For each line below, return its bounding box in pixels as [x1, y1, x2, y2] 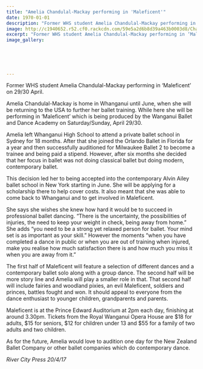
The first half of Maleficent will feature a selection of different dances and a [6, 263, 195, 270]
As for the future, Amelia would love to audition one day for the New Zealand [6, 337, 197, 345]
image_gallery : [6, 37, 45, 43]
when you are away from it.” [6, 251, 77, 258]
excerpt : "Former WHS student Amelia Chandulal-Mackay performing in [6, 32, 185, 38]
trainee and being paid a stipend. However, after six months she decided [6, 150, 187, 158]
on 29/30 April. [6, 88, 44, 96]
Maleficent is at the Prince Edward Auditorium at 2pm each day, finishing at [6, 307, 194, 314]
